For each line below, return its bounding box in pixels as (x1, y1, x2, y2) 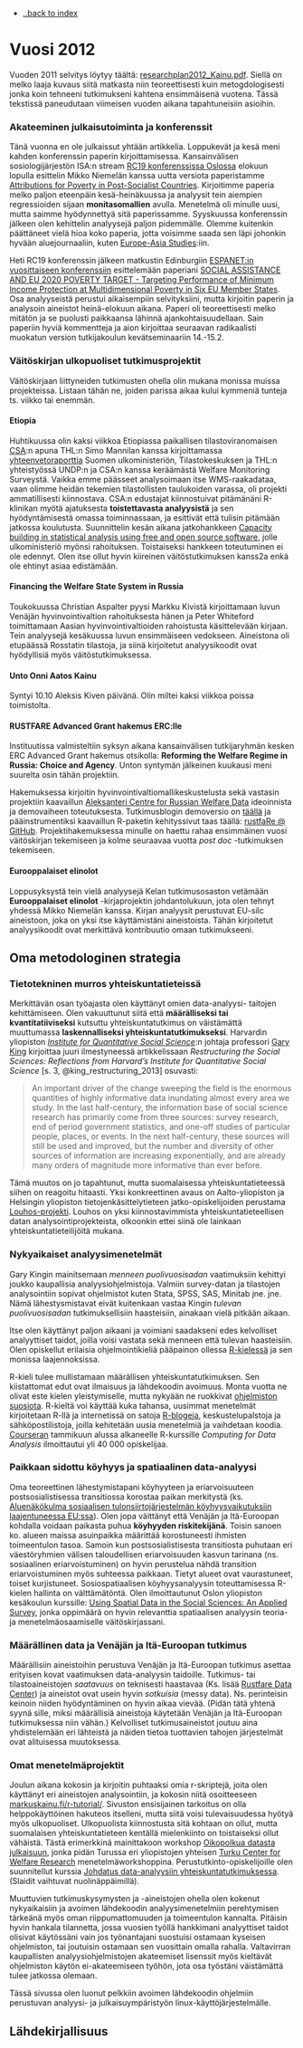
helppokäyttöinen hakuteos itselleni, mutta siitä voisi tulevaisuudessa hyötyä (9, 1808, 294, 1819)
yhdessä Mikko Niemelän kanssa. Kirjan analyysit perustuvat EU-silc (9, 904, 264, 915)
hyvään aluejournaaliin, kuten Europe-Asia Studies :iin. (9, 237, 210, 248)
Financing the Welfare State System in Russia (9, 581, 184, 592)
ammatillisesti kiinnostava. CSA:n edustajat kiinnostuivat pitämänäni (9, 493, 262, 503)
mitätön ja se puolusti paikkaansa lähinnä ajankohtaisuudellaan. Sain (9, 312, 264, 324)
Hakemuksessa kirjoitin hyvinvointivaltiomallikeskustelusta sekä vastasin (9, 787, 279, 798)
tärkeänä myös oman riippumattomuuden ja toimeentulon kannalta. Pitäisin (9, 1912, 288, 1923)
